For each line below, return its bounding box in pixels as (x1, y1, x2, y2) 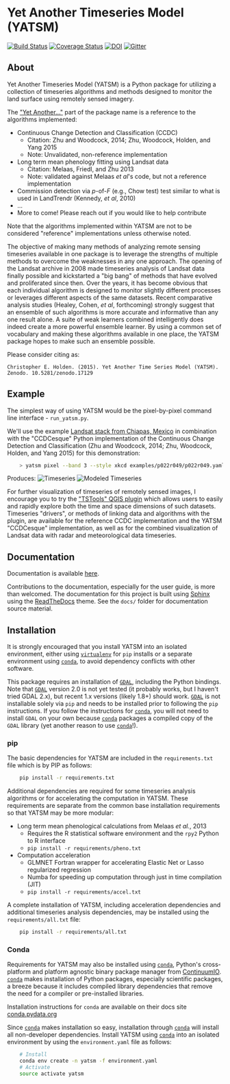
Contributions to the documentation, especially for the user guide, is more (7, 582, 216, 591)
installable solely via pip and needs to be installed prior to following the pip (7, 700, 218, 708)
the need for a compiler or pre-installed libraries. (7, 989, 144, 998)
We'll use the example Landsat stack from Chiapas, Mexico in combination (7, 427, 217, 435)
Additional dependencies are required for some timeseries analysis (7, 787, 196, 796)
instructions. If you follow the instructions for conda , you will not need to (7, 707, 209, 715)
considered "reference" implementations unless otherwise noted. (7, 229, 192, 237)
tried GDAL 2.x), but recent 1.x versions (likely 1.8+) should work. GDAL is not (7, 692, 221, 700)
